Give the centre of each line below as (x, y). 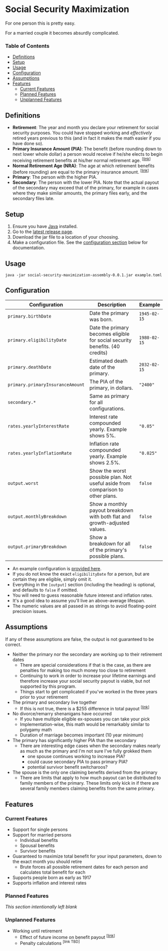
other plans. (103, 496)
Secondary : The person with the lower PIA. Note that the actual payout (85, 182)
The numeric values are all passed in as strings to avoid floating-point (84, 606)
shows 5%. (102, 436)
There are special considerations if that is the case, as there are (85, 665)
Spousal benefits (37, 846)
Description (112, 304)
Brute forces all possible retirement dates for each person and (84, 867)
